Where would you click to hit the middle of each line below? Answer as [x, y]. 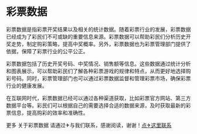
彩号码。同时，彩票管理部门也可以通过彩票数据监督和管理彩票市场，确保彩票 [98, 78]
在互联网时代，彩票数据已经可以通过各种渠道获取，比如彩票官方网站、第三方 [98, 98]
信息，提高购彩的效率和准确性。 [50, 112]
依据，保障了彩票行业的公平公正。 [47, 51]
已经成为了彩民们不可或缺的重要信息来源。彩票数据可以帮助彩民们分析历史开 [98, 36]
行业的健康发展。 [27, 85]
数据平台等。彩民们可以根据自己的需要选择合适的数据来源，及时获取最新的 [96, 105]
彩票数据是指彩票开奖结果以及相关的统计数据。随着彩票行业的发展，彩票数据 [98, 29]
